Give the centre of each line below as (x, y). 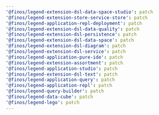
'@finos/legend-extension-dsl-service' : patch (66, 52)
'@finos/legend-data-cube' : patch (50, 97)
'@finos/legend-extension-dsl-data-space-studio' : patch (79, 12)
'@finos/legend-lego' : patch (43, 102)
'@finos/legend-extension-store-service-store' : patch (77, 18)
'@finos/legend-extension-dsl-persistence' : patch (71, 35)
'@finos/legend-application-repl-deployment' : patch (74, 23)
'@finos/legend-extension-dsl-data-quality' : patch (72, 29)
